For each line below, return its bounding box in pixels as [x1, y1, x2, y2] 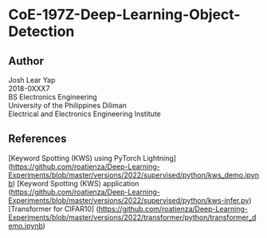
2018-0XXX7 [8, 84, 50, 93]
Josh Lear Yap [8, 76, 56, 84]
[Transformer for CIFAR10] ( [8, 204, 100, 213]
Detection [8, 22, 75, 41]
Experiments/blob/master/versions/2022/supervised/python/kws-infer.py [8, 195, 249, 205]
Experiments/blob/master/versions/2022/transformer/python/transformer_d [8, 213, 257, 222]
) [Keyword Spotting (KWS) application [12, 178, 139, 188]
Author [8, 54, 44, 68]
